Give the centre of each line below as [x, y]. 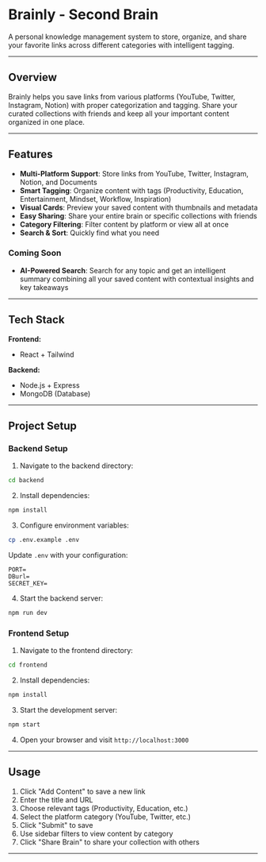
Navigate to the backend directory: [76, 466]
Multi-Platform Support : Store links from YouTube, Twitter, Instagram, [134, 173]
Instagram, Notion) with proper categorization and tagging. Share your [123, 105]
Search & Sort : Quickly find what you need [89, 233]
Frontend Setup [39, 633]
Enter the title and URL [56, 799]
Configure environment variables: [74, 525]
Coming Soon [35, 253]
